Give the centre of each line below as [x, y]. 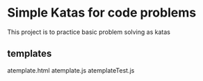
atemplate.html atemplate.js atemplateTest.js [71, 70]
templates [30, 54]
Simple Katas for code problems [102, 13]
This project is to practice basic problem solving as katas [89, 32]
